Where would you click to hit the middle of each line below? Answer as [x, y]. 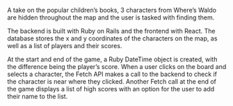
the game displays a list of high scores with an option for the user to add [111, 89]
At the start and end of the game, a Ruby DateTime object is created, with [112, 59]
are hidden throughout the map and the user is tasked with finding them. [111, 17]
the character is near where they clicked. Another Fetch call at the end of [112, 82]
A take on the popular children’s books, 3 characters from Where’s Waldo [112, 10]
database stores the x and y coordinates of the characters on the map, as [112, 38]
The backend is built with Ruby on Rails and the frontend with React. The [111, 31]
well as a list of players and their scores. [65, 46]
